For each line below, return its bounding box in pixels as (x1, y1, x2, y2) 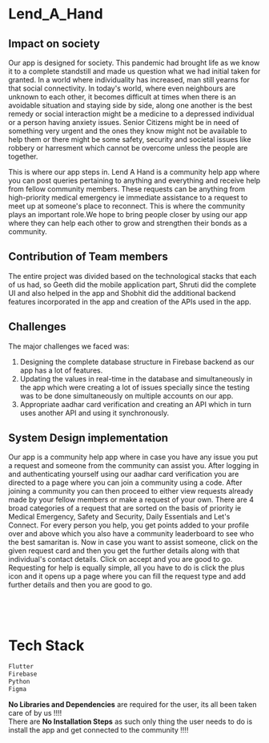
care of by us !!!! (8, 708, 62, 717)
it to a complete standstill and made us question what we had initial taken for (8, 67, 261, 76)
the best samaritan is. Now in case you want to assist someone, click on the (8, 538, 259, 547)
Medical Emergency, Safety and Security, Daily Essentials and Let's (8, 512, 231, 522)
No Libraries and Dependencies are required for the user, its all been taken (8, 699, 257, 709)
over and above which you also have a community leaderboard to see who (8, 529, 255, 539)
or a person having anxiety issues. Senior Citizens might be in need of (8, 118, 239, 127)
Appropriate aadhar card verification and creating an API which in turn (19, 399, 252, 409)
